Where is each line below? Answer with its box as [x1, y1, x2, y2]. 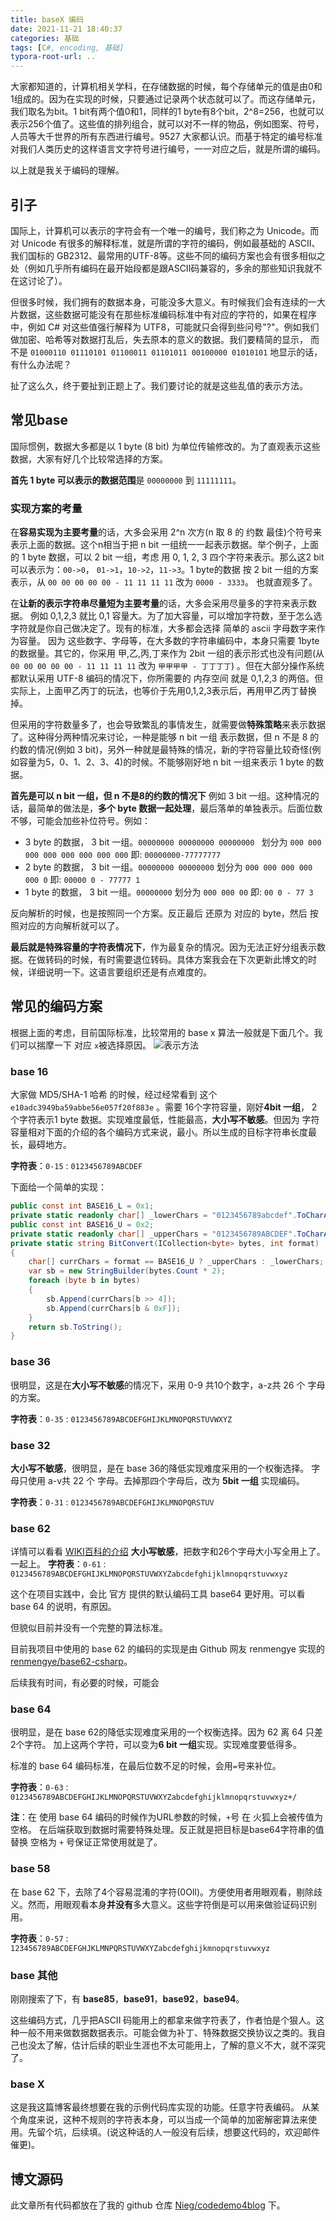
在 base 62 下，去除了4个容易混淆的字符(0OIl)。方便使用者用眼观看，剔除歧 [10, 1886, 323, 1898]
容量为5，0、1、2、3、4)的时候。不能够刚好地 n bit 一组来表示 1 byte [18, 756, 305, 768]
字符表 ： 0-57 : [10, 1932, 69, 1944]
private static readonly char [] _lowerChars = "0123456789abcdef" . [10, 1211, 298, 1221]
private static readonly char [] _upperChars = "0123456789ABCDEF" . [10, 1229, 298, 1239]
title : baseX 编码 [10, 14, 84, 25]
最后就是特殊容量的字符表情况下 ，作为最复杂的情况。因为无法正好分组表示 [10, 941, 317, 953]
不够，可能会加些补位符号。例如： [10, 815, 151, 827]
